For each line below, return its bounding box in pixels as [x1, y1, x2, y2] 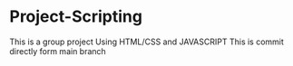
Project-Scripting [9, 6, 143, 27]
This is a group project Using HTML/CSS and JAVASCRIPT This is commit [9, 36, 284, 47]
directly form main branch [9, 45, 106, 56]
